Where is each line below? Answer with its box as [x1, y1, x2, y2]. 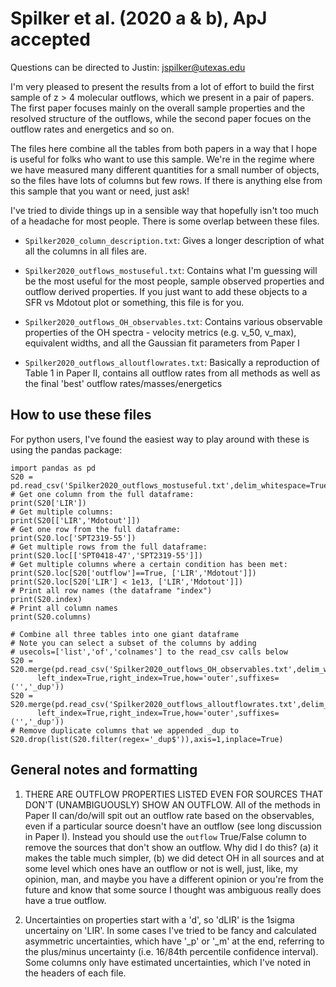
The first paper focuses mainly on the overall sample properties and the [10, 102, 306, 114]
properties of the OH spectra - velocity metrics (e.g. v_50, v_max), [24, 326, 297, 338]
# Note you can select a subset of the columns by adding [10, 638, 257, 648]
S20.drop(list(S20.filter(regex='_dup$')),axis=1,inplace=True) [10, 734, 284, 744]
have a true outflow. [24, 894, 107, 906]
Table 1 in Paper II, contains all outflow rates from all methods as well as [24, 367, 321, 379]
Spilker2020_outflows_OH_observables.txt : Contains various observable [24, 315, 323, 327]
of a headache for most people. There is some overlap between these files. [10, 215, 320, 227]
